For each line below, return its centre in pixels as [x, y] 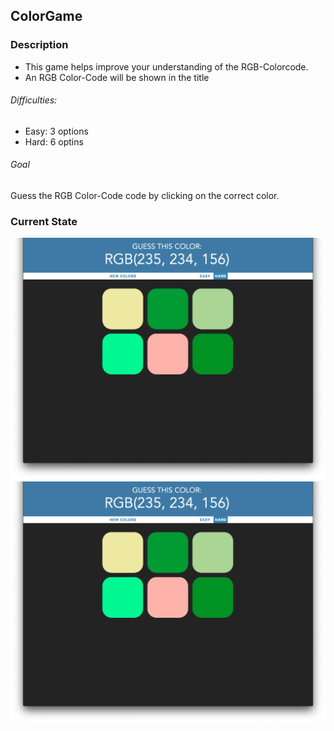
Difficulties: [34, 100]
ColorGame [46, 16]
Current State [44, 222]
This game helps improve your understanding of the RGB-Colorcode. [166, 66]
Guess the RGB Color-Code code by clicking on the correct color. [145, 196]
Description [39, 45]
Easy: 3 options [56, 131]
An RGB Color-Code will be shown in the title [117, 77]
